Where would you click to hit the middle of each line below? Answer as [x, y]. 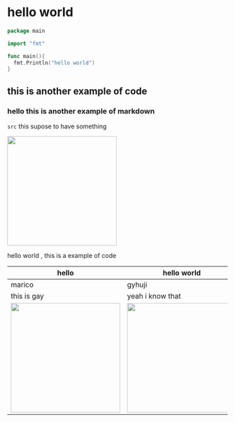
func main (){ [26, 56]
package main [26, 31]
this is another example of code [77, 91]
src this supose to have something [57, 126]
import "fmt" [26, 43]
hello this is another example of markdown [81, 111]
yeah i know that [154, 296]
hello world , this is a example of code [62, 256]
